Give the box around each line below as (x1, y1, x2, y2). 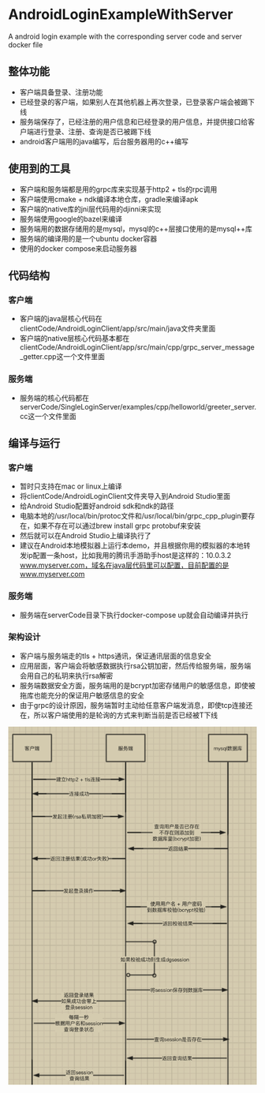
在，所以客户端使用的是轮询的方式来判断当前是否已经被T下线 (19, 710, 218, 720)
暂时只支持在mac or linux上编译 (19, 481, 122, 491)
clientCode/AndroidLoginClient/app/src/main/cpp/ (19, 342, 183, 352)
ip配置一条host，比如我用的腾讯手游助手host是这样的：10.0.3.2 (26, 551, 231, 560)
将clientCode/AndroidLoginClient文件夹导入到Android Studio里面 (19, 492, 231, 501)
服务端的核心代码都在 (19, 393, 89, 402)
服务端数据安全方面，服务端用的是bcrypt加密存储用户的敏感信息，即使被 (19, 680, 256, 690)
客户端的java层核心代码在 (19, 314, 103, 324)
